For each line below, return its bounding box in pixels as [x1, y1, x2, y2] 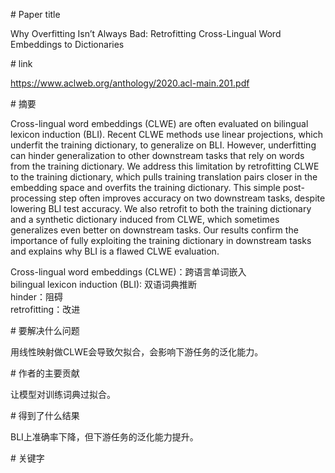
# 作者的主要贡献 [10, 367, 80, 379]
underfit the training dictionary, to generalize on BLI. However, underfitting [10, 139, 317, 151]
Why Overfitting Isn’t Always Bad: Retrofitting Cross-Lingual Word [10, 28, 282, 39]
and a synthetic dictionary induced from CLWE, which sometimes [10, 214, 280, 225]
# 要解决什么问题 [10, 325, 80, 336]
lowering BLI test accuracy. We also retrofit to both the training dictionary [10, 203, 312, 214]
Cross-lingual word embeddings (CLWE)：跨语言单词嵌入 [10, 266, 247, 278]
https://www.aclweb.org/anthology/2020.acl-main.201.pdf [10, 77, 250, 89]
